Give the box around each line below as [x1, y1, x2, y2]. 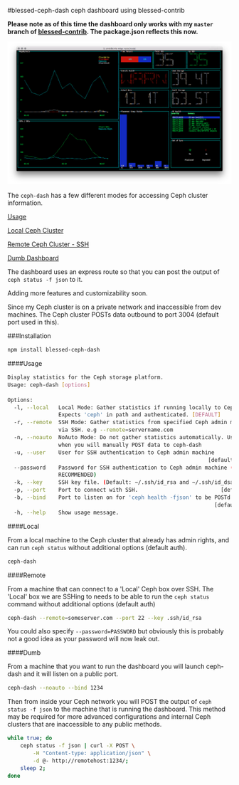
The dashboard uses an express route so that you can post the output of [7, 268, 220, 276]
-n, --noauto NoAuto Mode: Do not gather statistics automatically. [14, 434, 224, 441]
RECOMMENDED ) [58, 471, 97, 479]
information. [7, 199, 43, 207]
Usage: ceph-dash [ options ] [7, 381, 91, 389]
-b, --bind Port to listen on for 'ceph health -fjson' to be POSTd [14, 494, 231, 501]
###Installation [7, 332, 51, 340]
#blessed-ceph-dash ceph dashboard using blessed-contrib [7, 6, 185, 14]
